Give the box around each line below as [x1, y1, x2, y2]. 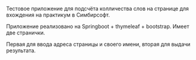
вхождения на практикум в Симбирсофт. [6, 11, 110, 18]
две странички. [6, 29, 46, 36]
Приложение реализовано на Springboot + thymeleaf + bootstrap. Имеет [6, 23, 189, 30]
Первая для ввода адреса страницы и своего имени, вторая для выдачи [6, 41, 191, 48]
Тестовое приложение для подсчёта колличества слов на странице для [6, 5, 189, 12]
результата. [6, 47, 36, 54]
